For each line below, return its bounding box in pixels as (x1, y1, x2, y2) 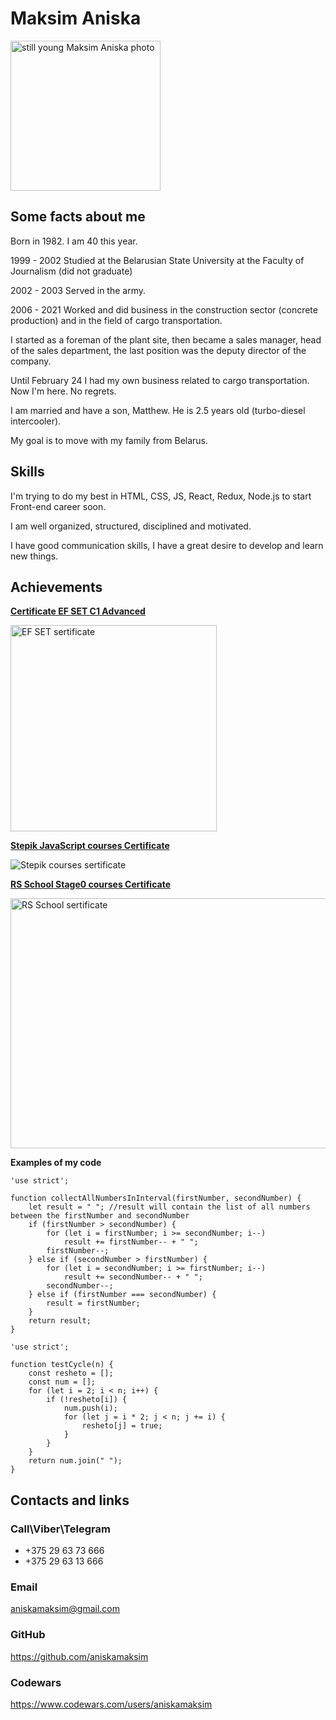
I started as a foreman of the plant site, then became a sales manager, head (10, 333, 322, 346)
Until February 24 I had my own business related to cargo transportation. (10, 374, 310, 386)
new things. (10, 550, 59, 562)
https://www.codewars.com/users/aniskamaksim (10, 1698, 213, 1710)
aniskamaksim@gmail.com (10, 1603, 121, 1615)
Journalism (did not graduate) (10, 265, 133, 277)
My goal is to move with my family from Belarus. (10, 434, 209, 446)
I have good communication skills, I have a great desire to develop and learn (10, 539, 324, 551)
